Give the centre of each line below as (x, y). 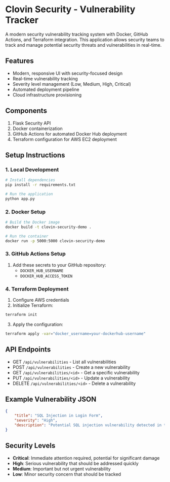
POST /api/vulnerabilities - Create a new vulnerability (71, 367)
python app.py (20, 199)
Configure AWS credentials (41, 300)
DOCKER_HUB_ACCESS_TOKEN (46, 276)
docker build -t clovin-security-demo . (49, 227)
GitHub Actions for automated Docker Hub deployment (70, 134)
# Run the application (29, 194)
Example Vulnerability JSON (51, 399)
